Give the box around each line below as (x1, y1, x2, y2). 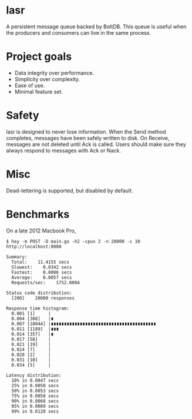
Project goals (6, 50, 72, 64)
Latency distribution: (6, 372, 62, 378)
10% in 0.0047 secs (11, 377, 59, 383)
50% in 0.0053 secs (11, 388, 59, 394)
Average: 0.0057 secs (11, 274, 72, 280)
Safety (6, 109, 39, 122)
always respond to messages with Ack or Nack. (6, 147, 122, 154)
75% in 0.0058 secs (11, 393, 59, 399)
